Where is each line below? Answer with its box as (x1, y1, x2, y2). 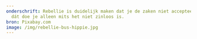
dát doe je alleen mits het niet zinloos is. (11, 14, 125, 19)
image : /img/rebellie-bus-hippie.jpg (6, 24, 98, 30)
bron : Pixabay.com (6, 19, 51, 25)
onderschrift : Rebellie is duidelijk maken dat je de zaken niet (6, 8, 169, 14)
